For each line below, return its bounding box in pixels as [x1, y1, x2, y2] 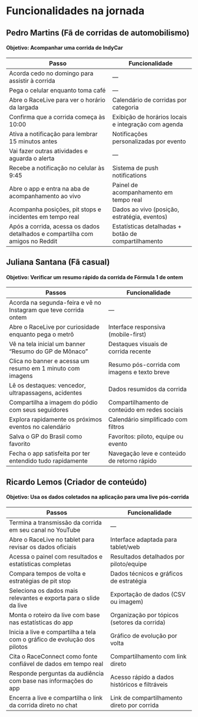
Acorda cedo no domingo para [9, 69, 94, 77]
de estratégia [110, 577, 147, 585]
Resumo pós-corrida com [108, 361, 180, 369]
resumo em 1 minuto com [9, 364, 80, 373]
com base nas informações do [9, 676, 93, 684]
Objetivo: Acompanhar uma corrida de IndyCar [6, 44, 123, 51]
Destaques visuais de [108, 340, 168, 348]
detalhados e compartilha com [9, 230, 93, 238]
